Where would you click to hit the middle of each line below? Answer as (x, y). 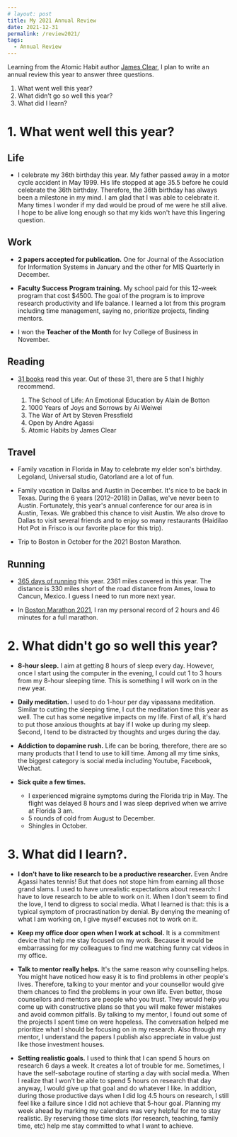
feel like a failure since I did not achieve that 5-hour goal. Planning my (119, 1103)
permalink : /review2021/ (44, 34)
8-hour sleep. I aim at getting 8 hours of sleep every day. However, (116, 665)
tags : (15, 40)
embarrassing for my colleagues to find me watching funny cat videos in (123, 948)
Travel (22, 453)
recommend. (36, 386)
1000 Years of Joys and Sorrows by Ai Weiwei (95, 407)
